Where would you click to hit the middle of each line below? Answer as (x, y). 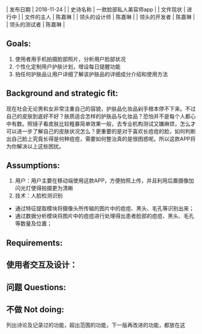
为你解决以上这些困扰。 (35, 146)
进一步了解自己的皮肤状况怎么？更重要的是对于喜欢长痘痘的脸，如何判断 (106, 131)
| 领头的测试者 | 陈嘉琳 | (35, 24)
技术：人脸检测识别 (39, 196)
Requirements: (35, 243)
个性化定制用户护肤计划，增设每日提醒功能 (68, 66)
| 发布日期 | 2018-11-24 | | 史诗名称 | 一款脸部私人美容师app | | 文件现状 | (96, 9)
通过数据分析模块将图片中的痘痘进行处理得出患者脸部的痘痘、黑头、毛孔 (104, 216)
